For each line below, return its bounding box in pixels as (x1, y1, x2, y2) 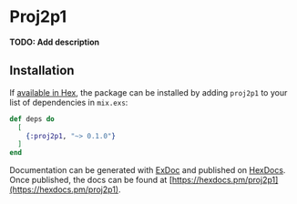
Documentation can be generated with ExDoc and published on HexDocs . (9, 165, 286, 176)
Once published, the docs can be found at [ (9, 175, 173, 186)
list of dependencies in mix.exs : (9, 97, 128, 107)
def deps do (9, 114, 55, 124)
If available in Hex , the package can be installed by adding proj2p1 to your (9, 87, 288, 97)
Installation (9, 63, 75, 78)
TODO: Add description (9, 36, 100, 47)
